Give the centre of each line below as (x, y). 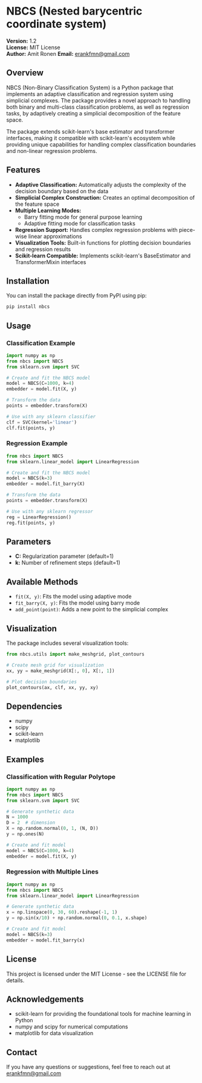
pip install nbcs (28, 307)
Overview (25, 73)
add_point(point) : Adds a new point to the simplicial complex (91, 609)
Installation (28, 281)
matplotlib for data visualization (54, 1033)
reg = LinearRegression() (39, 517)
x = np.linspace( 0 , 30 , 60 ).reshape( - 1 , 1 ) (62, 912)
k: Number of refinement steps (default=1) (68, 563)
